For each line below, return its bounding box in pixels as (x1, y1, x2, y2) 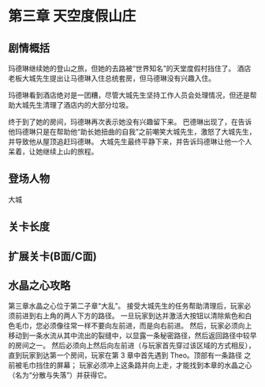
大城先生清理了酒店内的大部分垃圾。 (14, 101, 132, 109)
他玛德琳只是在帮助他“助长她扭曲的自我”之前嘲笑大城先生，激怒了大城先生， (8, 127, 256, 136)
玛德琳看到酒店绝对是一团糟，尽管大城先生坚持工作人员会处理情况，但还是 (8, 90, 250, 100)
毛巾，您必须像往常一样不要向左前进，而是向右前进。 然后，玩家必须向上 (14, 321, 252, 331)
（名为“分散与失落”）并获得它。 (8, 370, 112, 380)
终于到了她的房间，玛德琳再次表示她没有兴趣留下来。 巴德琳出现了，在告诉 (8, 117, 252, 127)
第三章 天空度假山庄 (8, 7, 136, 25)
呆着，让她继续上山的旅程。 (8, 147, 99, 156)
